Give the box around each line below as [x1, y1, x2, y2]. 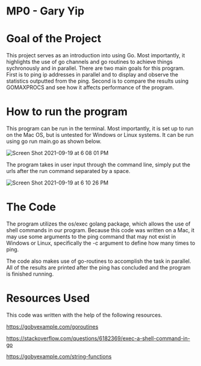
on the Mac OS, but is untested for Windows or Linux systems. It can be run [6, 131, 194, 139]
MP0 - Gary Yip [6, 4, 85, 18]
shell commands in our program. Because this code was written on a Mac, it [6, 227, 194, 233]
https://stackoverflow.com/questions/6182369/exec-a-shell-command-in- [6, 335, 191, 342]
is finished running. [6, 270, 54, 277]
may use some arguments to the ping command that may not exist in [6, 233, 176, 240]
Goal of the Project [6, 32, 101, 46]
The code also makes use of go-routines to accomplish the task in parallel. [6, 257, 191, 265]
